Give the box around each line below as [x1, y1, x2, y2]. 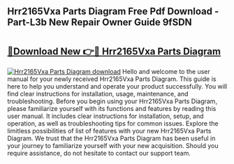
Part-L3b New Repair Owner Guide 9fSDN [7, 17, 192, 29]
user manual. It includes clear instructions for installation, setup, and [7, 112, 204, 120]
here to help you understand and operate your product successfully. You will [7, 82, 228, 90]
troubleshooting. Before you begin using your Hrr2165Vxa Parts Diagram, [7, 97, 218, 105]
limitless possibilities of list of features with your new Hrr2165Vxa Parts [7, 127, 212, 135]
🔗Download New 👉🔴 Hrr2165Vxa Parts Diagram [7, 45, 221, 57]
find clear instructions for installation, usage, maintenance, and [7, 90, 189, 98]
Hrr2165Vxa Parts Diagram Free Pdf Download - [7, 6, 219, 17]
